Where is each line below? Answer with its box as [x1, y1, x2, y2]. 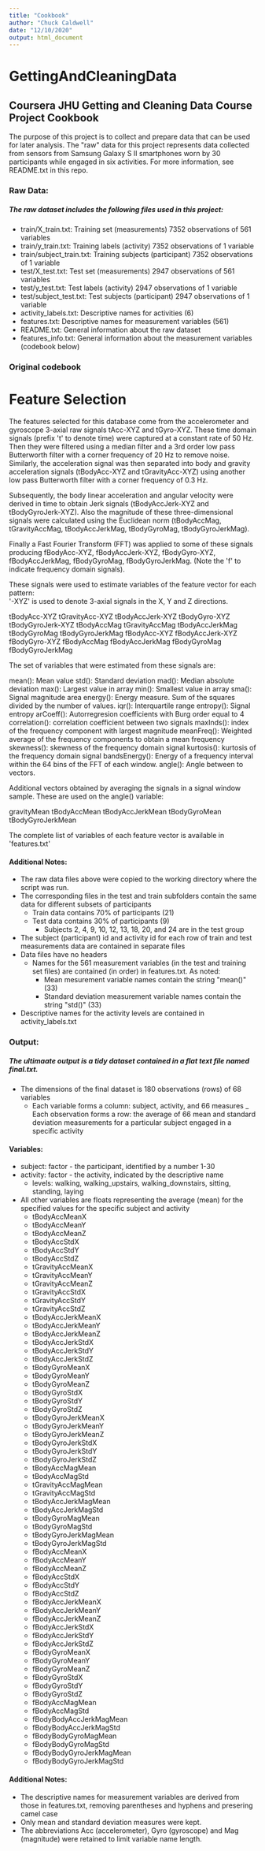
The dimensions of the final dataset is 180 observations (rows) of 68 [20, 1085, 242, 1094]
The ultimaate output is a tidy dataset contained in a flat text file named [9, 1056, 250, 1065]
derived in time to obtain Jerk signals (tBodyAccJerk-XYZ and [9, 499, 209, 508]
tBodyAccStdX [31, 1237, 79, 1246]
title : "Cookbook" [9, 11, 69, 20]
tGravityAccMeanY [31, 1271, 93, 1280]
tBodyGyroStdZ [31, 1405, 83, 1414]
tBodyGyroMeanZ [31, 1380, 90, 1389]
